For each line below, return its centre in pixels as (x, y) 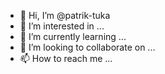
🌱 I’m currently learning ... (73, 36)
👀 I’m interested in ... (62, 26)
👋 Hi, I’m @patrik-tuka (65, 15)
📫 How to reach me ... (66, 58)
